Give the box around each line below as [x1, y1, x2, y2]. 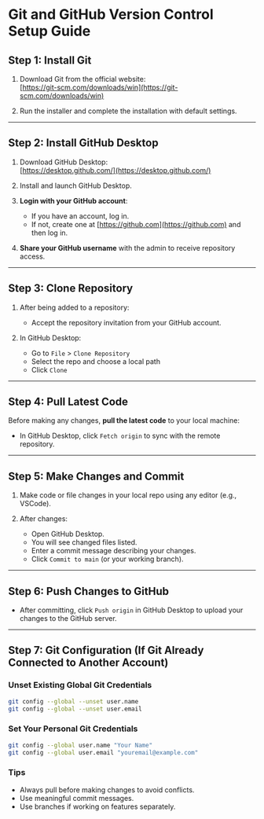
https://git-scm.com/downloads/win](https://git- [22, 83, 178, 92]
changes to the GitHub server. [19, 614, 117, 623]
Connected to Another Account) [8, 656, 169, 670]
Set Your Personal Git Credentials [8, 723, 138, 734]
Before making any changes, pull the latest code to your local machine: [8, 416, 240, 425]
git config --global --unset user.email [8, 705, 143, 713]
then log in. [31, 228, 68, 237]
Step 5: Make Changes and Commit [8, 469, 185, 483]
